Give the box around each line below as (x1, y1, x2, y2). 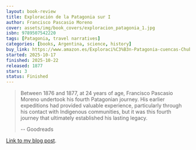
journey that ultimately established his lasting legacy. (20, 114, 148, 121)
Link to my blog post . (6, 137, 57, 144)
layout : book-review (6, 8, 57, 15)
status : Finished (6, 74, 48, 79)
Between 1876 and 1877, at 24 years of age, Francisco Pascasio (20, 90, 173, 97)
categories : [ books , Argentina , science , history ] (6, 41, 132, 47)
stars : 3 (6, 68, 27, 74)
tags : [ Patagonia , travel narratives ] (6, 36, 100, 41)
